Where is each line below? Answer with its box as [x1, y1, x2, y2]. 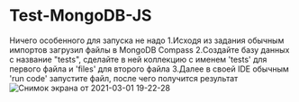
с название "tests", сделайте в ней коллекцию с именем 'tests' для [9, 54, 267, 64]
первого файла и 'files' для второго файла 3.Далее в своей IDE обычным [9, 64, 290, 74]
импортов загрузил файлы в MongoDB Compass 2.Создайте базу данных [9, 44, 290, 55]
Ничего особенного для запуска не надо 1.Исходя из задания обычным [9, 35, 285, 46]
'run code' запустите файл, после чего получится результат [9, 72, 239, 83]
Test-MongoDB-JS [9, 5, 152, 26]
